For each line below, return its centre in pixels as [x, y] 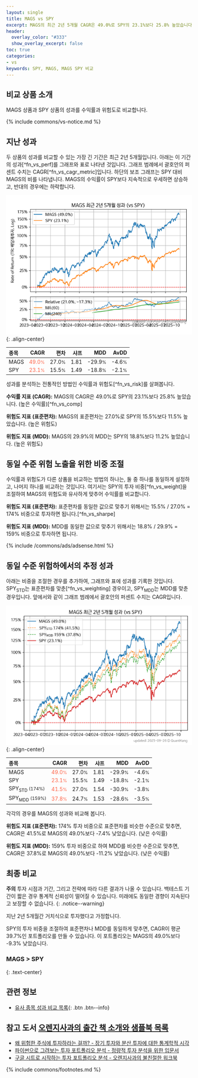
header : [16, 31]
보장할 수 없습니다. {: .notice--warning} [58, 904]
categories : [21, 56]
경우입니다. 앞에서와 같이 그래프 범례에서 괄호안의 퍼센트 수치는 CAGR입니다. [94, 597]
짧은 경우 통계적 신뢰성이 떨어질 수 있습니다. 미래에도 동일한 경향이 [93, 896]
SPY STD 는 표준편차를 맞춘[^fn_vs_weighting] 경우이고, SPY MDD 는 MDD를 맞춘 [97, 589]
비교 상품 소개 [29, 94]
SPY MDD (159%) [27, 799]
